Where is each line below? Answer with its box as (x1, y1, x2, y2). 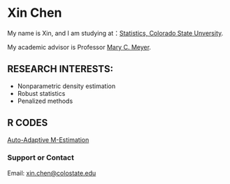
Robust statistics (17, 89, 66, 97)
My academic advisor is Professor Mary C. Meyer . (7, 43, 152, 51)
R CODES (7, 117, 48, 129)
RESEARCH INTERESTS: (7, 63, 114, 75)
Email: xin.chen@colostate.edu (7, 169, 96, 177)
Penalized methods (17, 97, 73, 105)
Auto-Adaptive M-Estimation (7, 135, 89, 144)
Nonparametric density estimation (17, 82, 116, 90)
